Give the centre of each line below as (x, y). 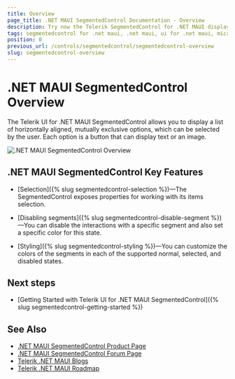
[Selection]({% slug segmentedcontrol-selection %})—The (102, 189)
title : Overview (31, 14)
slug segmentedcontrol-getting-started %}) (80, 307)
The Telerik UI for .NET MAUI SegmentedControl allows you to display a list (115, 122)
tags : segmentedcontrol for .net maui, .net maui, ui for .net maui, (111, 33)
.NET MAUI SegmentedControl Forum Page (79, 354)
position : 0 (24, 40)
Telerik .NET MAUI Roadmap (58, 368)
